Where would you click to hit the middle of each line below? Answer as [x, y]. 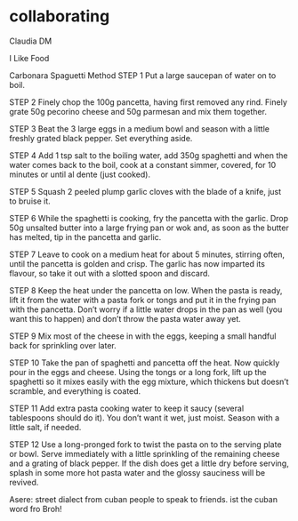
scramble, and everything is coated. [75, 391]
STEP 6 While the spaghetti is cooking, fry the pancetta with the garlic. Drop [149, 218]
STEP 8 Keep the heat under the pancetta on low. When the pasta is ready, [146, 290]
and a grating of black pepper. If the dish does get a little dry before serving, [149, 463]
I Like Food [29, 58]
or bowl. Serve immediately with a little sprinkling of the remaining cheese [145, 453]
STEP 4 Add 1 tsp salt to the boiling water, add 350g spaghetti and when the [149, 155]
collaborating [60, 16]
